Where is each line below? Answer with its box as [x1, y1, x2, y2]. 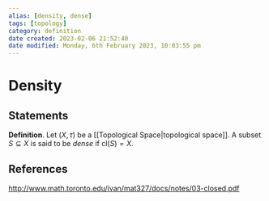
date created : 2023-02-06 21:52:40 [8, 34, 129, 43]
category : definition [8, 27, 82, 35]
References [8, 162, 68, 176]
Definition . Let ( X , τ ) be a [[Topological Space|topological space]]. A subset [8, 130, 262, 140]
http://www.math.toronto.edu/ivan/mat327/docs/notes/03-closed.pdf [8, 183, 241, 193]
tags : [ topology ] [8, 19, 67, 27]
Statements [8, 108, 69, 122]
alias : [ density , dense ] [8, 11, 92, 20]
